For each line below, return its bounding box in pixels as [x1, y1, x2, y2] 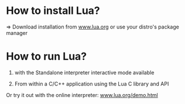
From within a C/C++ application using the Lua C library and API [14, 80, 169, 87]
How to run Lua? [6, 50, 87, 63]
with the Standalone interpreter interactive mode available [14, 69, 155, 76]
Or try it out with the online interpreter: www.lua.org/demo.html [6, 91, 158, 98]
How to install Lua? [6, 4, 101, 17]
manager [6, 29, 28, 36]
